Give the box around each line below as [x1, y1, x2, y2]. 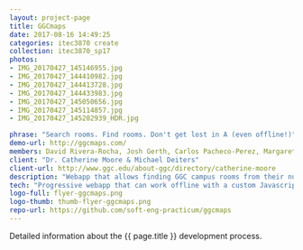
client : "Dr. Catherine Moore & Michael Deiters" [9, 155, 200, 164]
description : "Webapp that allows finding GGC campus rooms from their [9, 172, 284, 181]
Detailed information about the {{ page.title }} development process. [9, 230, 262, 241]
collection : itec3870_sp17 [9, 47, 111, 56]
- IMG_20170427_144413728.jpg [9, 80, 124, 89]
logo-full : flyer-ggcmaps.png [9, 189, 124, 199]
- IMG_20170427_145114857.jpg [9, 106, 124, 115]
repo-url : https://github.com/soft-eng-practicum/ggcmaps [9, 206, 232, 215]
